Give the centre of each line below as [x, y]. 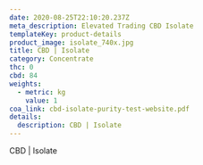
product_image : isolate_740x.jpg [72, 42]
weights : [25, 84]
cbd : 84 [24, 76]
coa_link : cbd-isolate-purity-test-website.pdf [100, 109]
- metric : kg [42, 92]
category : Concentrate [51, 59]
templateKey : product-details [66, 34]
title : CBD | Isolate [50, 51]
